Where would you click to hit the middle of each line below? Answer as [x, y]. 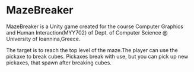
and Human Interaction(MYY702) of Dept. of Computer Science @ [87, 32]
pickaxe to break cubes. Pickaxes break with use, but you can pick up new [97, 56]
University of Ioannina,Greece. [43, 39]
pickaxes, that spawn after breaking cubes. [59, 63]
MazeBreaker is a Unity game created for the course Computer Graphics [95, 26]
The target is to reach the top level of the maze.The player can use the [92, 50]
